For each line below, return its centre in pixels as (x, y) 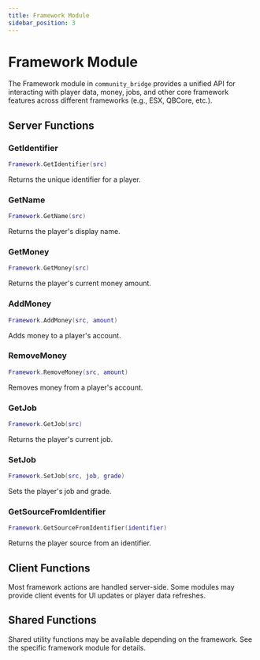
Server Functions (51, 125)
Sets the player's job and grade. (60, 492)
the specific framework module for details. (77, 647)
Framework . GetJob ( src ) (45, 424)
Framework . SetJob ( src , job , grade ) (67, 476)
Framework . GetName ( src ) (47, 217)
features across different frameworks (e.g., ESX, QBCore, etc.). (110, 100)
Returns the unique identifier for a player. (75, 179)
